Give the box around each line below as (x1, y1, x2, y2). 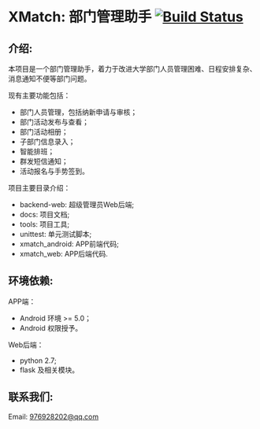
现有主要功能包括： (8, 91, 71, 100)
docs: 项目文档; (19, 210, 70, 219)
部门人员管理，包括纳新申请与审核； (19, 108, 138, 116)
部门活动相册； (19, 128, 69, 136)
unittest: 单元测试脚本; (19, 230, 92, 239)
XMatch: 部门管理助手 (8, 8, 152, 26)
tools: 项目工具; (19, 220, 70, 229)
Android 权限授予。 (19, 323, 83, 332)
